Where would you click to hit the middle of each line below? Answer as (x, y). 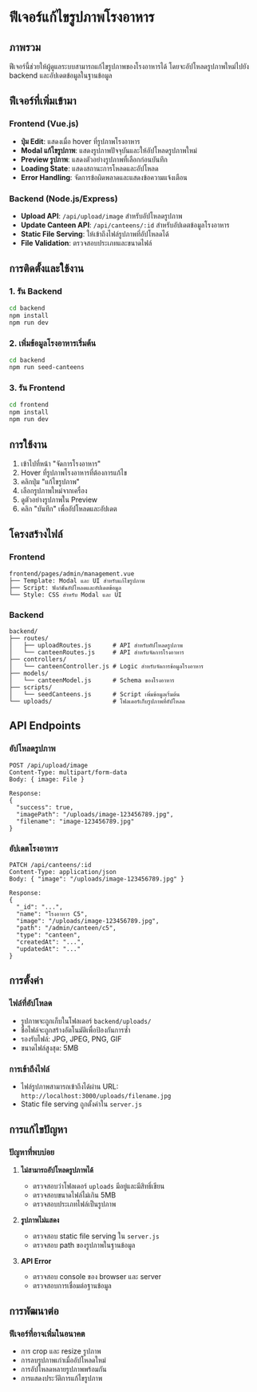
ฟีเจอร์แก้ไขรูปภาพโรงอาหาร (82, 17)
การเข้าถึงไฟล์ (30, 1069)
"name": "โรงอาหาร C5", (52, 914)
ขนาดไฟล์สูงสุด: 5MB (49, 1048)
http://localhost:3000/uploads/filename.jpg (96, 1097)
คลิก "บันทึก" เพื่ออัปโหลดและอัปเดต (69, 509)
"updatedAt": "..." (49, 949)
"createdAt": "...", (50, 942)
